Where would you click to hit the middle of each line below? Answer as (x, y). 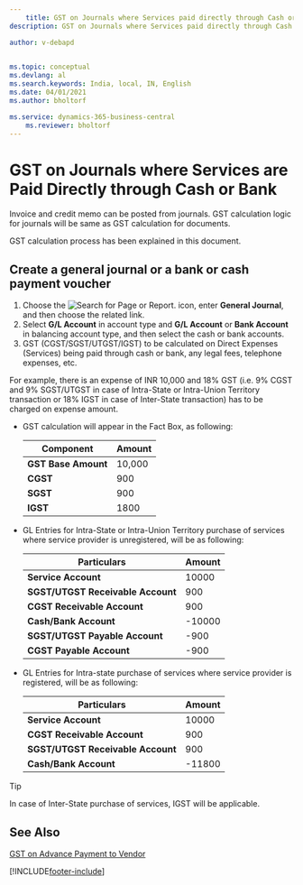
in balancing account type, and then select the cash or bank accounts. (153, 334)
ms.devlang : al (38, 76)
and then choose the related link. (83, 315)
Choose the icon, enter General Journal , (153, 305)
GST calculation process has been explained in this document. (125, 241)
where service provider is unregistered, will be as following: (133, 540)
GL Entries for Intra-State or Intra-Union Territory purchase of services (154, 530)
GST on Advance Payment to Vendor (78, 853)
